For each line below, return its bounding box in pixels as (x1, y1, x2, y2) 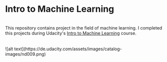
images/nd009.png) (5, 51, 46, 57)
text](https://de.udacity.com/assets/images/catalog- (14, 46, 122, 52)
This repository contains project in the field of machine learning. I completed (5, 25, 163, 31)
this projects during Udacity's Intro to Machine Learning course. (5, 30, 137, 36)
